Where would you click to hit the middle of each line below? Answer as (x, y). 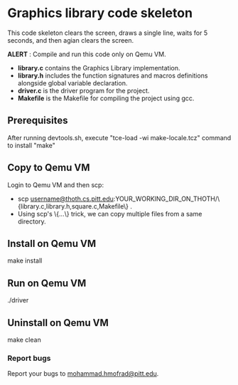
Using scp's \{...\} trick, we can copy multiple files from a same (110, 213)
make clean (24, 340)
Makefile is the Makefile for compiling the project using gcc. (106, 98)
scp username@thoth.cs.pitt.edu (65, 199)
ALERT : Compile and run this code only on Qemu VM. (87, 54)
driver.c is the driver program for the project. (83, 90)
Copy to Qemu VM (49, 168)
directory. (32, 221)
